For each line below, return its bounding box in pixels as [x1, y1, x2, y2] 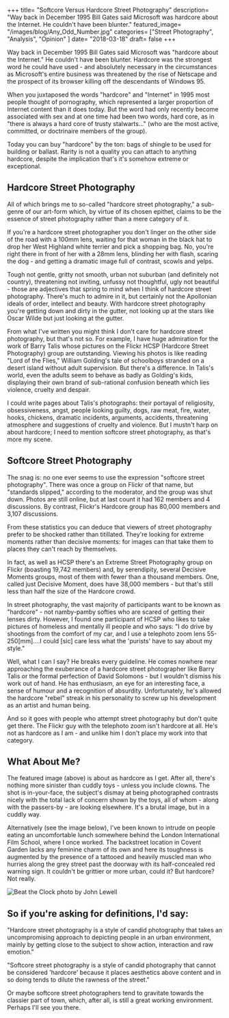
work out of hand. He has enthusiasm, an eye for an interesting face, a [7, 679, 205, 687]
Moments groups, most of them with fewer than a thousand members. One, [7, 572, 219, 581]
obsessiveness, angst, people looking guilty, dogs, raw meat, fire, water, [7, 406, 211, 414]
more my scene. [7, 435, 53, 443]
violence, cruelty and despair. [7, 385, 91, 393]
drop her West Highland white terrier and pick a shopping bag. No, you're [7, 243, 214, 251]
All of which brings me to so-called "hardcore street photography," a [7, 200, 200, 208]
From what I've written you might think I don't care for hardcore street [7, 327, 204, 335]
